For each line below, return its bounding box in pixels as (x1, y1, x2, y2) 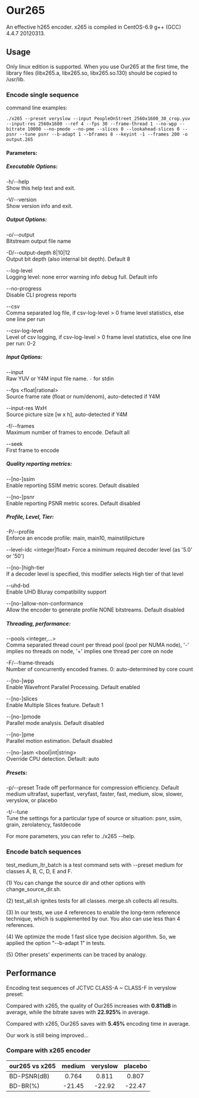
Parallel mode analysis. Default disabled (6, 720, 104, 727)
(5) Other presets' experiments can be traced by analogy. (6, 951, 147, 958)
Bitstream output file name (6, 237, 71, 244)
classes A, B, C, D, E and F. (6, 867, 73, 874)
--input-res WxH (6, 404, 47, 411)
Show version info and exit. (6, 202, 73, 209)
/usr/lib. (6, 75, 25, 82)
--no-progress (6, 285, 42, 292)
